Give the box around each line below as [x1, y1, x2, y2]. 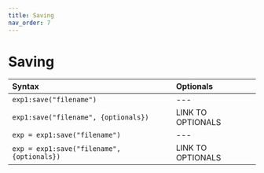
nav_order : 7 [8, 19, 51, 27]
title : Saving [8, 11, 55, 20]
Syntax [12, 81, 39, 92]
